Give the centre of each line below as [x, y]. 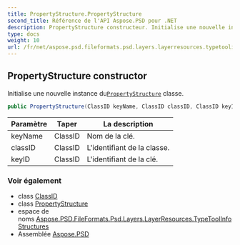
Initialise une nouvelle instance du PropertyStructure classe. [96, 93]
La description [128, 124]
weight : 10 [24, 41]
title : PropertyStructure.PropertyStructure [75, 14]
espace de [33, 211]
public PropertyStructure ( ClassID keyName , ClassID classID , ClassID [113, 106]
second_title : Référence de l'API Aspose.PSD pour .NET [92, 21]
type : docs [24, 34]
